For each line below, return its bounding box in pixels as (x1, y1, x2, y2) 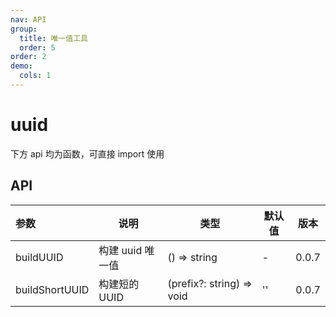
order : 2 (10, 52, 47, 62)
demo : (10, 61, 33, 71)
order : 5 (19, 42, 56, 53)
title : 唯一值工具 (19, 33, 88, 43)
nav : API (10, 14, 47, 25)
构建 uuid (98, 243, 143, 257)
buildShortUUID (15, 282, 90, 296)
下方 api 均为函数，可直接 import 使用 (10, 147, 165, 160)
